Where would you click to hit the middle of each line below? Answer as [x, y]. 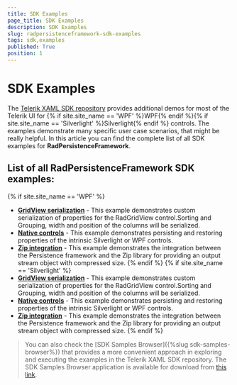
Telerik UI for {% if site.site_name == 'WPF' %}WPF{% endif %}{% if [108, 116]
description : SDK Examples [47, 27]
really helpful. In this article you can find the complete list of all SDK [106, 138]
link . [31, 374]
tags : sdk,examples [36, 40]
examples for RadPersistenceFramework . [69, 145]
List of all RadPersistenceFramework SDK [101, 168]
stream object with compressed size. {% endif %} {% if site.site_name [120, 262]
